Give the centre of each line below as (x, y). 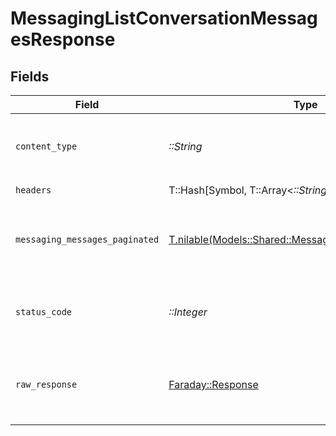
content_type (46, 146)
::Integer (188, 312)
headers (33, 190)
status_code (44, 312)
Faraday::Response (213, 384)
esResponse (63, 39)
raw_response (46, 384)
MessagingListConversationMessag (164, 18)
